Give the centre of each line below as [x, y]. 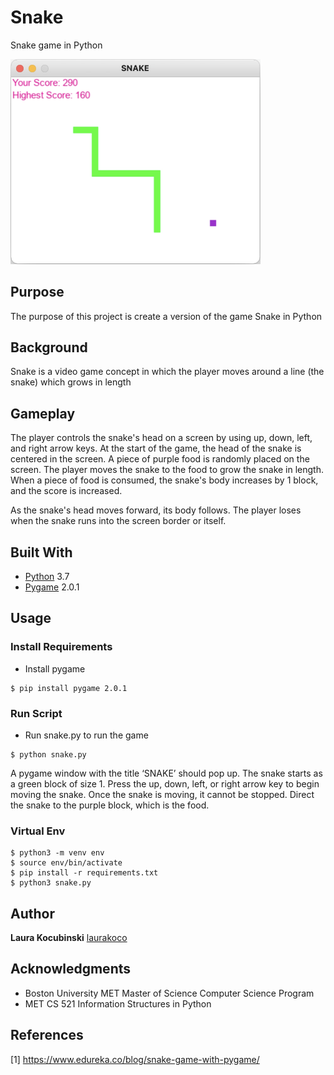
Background [49, 347]
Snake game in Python [56, 45]
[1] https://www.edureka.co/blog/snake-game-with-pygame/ [135, 1059]
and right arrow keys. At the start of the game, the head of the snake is [156, 448]
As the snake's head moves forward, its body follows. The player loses [156, 510]
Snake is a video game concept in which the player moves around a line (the [167, 372]
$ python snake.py [48, 754]
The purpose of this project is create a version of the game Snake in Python [166, 316]
